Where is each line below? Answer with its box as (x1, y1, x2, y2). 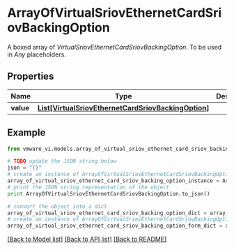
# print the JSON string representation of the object (7, 184, 170, 191)
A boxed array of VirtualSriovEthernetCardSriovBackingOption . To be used (7, 43, 222, 51)
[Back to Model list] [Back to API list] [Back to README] (7, 235, 167, 244)
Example (7, 127, 46, 139)
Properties (7, 71, 54, 82)
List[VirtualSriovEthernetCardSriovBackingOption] (37, 103, 210, 112)
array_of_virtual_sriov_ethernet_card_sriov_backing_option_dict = (7, 209, 208, 216)
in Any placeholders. (7, 50, 66, 59)
